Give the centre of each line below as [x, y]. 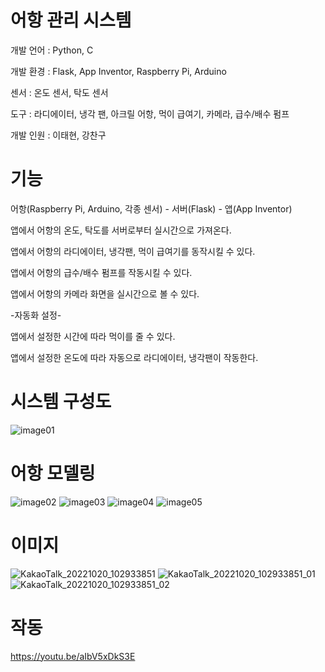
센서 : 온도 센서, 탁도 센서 [59, 92]
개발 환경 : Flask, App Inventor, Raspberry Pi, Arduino [118, 71]
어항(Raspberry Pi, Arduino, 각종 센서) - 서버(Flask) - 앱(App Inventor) [151, 208]
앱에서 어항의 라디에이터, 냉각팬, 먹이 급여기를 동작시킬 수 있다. [133, 251]
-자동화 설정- [36, 315]
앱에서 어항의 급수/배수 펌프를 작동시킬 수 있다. [101, 272]
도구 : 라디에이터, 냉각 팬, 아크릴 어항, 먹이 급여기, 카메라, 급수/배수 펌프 [150, 113]
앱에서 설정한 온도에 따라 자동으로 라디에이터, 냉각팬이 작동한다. [134, 357]
